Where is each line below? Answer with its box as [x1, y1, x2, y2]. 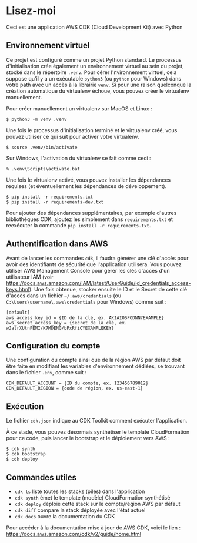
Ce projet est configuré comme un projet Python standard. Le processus [6, 56, 182, 63]
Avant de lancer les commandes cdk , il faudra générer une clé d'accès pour [6, 254, 189, 262]
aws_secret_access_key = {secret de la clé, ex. [6, 320, 128, 326]
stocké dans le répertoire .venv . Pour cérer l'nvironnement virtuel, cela [6, 69, 177, 76]
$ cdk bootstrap [6, 451, 46, 457]
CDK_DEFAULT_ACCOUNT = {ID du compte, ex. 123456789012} [6, 380, 149, 386]
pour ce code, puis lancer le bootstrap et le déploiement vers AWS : [6, 435, 171, 442]
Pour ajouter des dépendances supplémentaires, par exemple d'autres [6, 209, 177, 216]
